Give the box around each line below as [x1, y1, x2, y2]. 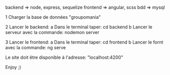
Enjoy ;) [5, 64, 21, 70]
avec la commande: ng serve [5, 45, 66, 50]
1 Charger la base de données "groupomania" [5, 14, 101, 20]
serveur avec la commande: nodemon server [5, 29, 99, 35]
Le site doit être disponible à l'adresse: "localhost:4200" [5, 54, 124, 60]
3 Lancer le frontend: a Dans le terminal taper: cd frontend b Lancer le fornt [5, 39, 164, 45]
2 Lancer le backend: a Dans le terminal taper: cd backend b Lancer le [5, 24, 153, 30]
